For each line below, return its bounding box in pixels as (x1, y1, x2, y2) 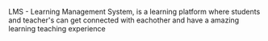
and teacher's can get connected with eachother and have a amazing (8, 15, 240, 25)
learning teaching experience (8, 24, 107, 33)
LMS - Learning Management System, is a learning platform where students (8, 7, 261, 16)
